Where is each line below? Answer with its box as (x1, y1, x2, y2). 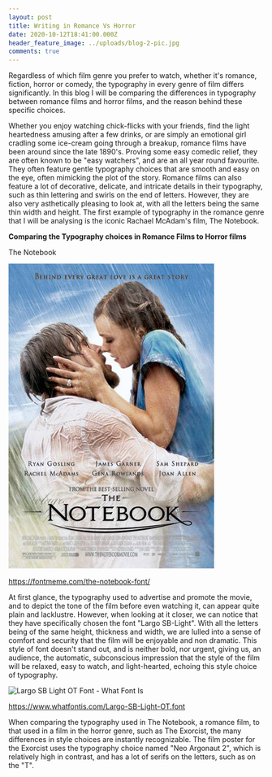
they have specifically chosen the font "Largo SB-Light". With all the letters (8, 619, 259, 628)
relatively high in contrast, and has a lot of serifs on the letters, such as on (8, 752, 256, 762)
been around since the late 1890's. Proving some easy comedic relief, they (8, 147, 258, 157)
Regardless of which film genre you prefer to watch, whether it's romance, (8, 71, 257, 80)
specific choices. (8, 106, 66, 115)
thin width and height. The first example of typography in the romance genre (8, 207, 265, 217)
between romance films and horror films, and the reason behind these (8, 97, 243, 106)
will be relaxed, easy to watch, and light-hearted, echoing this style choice (8, 662, 257, 671)
